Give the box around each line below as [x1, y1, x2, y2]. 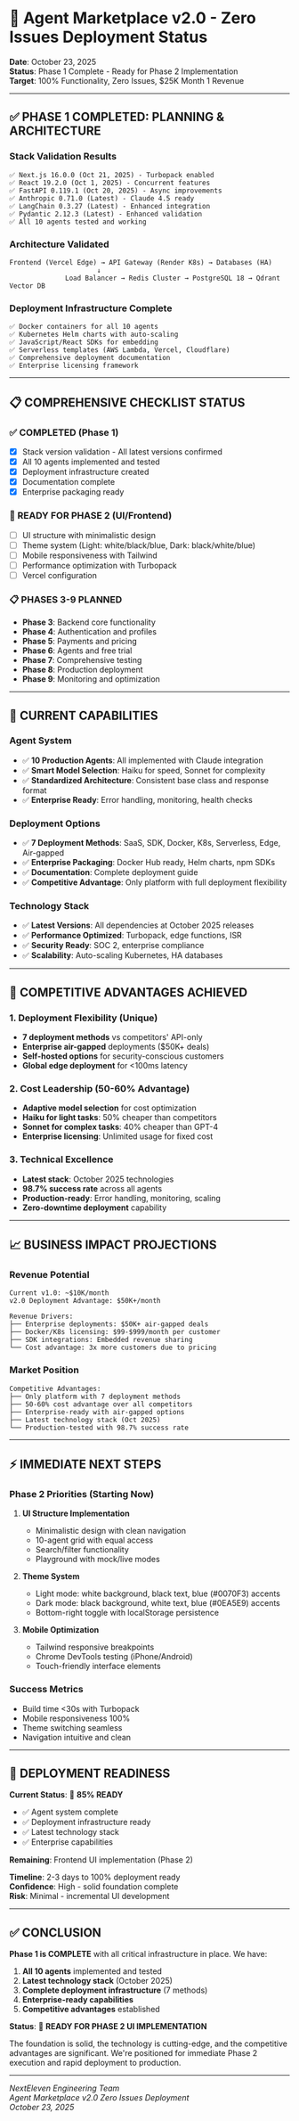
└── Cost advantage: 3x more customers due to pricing [9, 1343, 217, 1353]
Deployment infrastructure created [21, 467, 149, 478]
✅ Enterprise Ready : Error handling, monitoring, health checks [21, 794, 254, 805]
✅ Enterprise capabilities [21, 1837, 114, 1847]
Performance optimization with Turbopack [21, 560, 177, 570]
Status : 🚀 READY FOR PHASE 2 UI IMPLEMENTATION [9, 2021, 207, 2032]
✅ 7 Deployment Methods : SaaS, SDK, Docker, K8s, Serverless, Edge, [21, 838, 281, 848]
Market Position [9, 1363, 80, 1376]
